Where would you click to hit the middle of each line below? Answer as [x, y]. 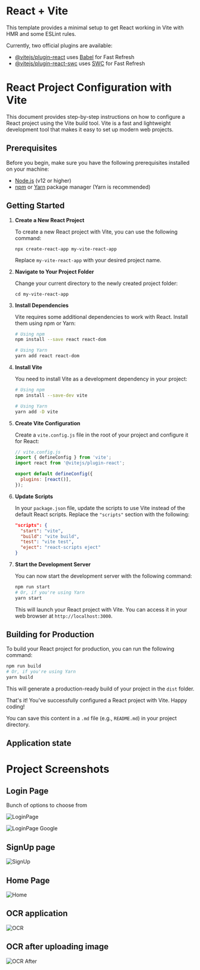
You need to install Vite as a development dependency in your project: [101, 379]
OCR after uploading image [58, 947]
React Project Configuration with [89, 88]
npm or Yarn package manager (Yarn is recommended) [83, 187]
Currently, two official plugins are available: [59, 45]
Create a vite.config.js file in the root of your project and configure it [101, 435]
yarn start [28, 598]
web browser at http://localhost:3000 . [64, 616]
